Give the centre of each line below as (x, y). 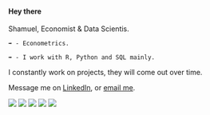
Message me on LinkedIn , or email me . (72, 88)
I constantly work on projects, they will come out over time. (105, 73)
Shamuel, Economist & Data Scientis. (69, 29)
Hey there (25, 11)
